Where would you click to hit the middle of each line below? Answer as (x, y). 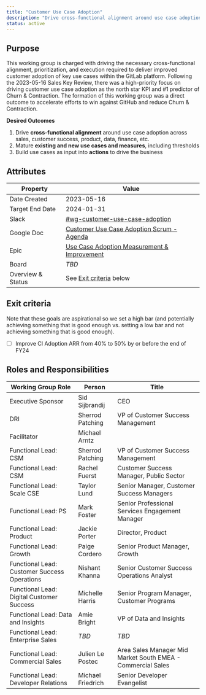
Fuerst (87, 475)
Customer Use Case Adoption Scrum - (121, 229)
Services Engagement (149, 511)
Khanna (89, 575)
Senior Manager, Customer (156, 486)
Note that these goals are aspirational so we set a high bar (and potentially (100, 318)
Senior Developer (142, 675)
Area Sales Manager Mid (153, 650)
